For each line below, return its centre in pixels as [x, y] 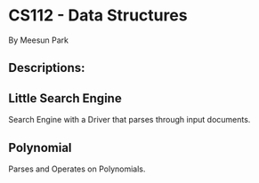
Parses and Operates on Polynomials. [77, 169]
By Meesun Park [38, 40]
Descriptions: [47, 68]
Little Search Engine [65, 98]
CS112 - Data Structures [98, 16]
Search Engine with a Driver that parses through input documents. [129, 120]
